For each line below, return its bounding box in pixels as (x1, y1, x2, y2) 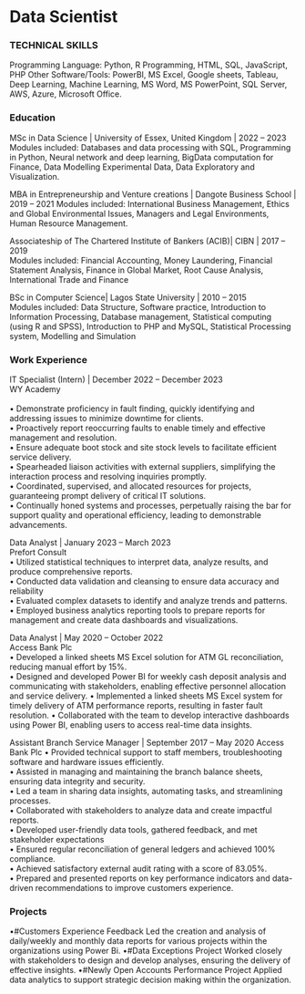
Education (9, 111, 56, 124)
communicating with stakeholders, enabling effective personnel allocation (9, 681, 287, 692)
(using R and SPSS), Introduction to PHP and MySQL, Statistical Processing (9, 321, 291, 332)
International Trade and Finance (9, 274, 129, 285)
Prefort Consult (9, 547, 67, 558)
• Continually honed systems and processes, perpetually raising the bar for (9, 500, 291, 512)
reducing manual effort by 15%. (9, 661, 127, 672)
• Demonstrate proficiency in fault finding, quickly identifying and (9, 403, 255, 414)
